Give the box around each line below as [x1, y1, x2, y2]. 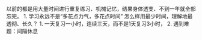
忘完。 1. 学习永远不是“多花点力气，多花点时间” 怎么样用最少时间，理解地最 [6, 13, 193, 20]
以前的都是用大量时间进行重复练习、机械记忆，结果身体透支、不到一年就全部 [6, 5, 196, 12]
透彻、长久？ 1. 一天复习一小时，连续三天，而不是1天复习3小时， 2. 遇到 [6, 20, 185, 27]
